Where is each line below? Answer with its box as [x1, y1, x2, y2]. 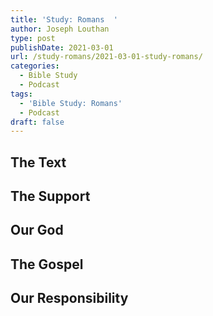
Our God [10, 222, 64, 239]
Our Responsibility [10, 290, 129, 307]
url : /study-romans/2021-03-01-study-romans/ [10, 52, 203, 62]
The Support [10, 188, 91, 205]
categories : [10, 61, 60, 71]
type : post [10, 33, 56, 43]
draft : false [10, 117, 65, 127]
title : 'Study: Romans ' [10, 14, 118, 25]
